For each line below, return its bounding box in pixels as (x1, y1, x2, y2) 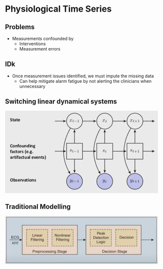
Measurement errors (19, 46, 61, 52)
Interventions (19, 41, 46, 47)
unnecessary (19, 83, 46, 89)
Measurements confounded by (12, 36, 74, 41)
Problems (5, 23, 35, 31)
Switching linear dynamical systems (5, 97, 117, 106)
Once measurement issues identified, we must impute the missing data (12, 73, 154, 79)
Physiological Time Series (5, 3, 112, 15)
